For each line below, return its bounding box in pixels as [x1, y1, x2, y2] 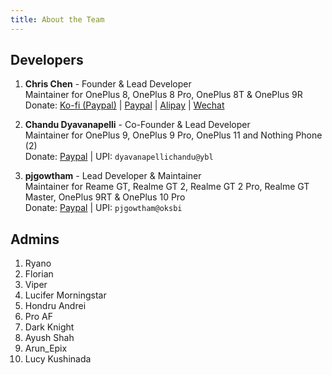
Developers [10, 52, 84, 69]
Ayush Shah [24, 332, 75, 344]
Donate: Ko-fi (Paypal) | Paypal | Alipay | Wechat [24, 99, 225, 111]
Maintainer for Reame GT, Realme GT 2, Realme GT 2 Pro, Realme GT [24, 181, 310, 193]
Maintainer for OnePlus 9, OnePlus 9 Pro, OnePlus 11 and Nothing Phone [24, 129, 323, 141]
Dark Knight [24, 321, 75, 333]
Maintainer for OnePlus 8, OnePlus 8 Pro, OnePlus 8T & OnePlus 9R [24, 89, 303, 101]
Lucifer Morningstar [24, 289, 107, 301]
